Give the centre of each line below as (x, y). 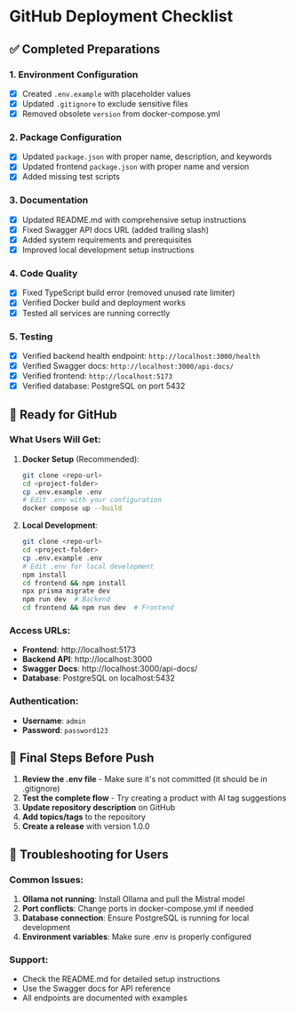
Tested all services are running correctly (96, 313)
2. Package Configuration (66, 137)
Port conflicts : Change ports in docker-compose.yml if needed (138, 909)
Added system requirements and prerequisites (107, 239)
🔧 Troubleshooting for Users (89, 854)
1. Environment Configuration (74, 75)
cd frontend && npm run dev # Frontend (98, 608)
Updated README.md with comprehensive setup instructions (134, 219)
